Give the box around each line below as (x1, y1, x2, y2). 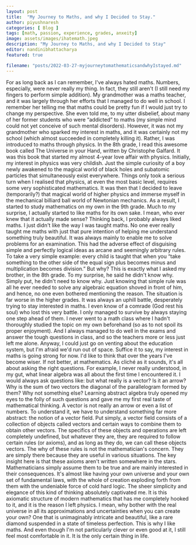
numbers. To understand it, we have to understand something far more (6, 408, 177, 415)
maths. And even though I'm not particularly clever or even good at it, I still (6, 526, 186, 533)
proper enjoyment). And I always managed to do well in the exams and (6, 327, 176, 334)
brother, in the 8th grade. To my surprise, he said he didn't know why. (6, 271, 174, 278)
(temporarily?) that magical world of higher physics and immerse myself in (6, 191, 185, 198)
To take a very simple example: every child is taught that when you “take (6, 253, 181, 260)
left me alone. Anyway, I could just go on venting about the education (6, 340, 173, 347)
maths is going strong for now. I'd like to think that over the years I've (6, 352, 173, 359)
